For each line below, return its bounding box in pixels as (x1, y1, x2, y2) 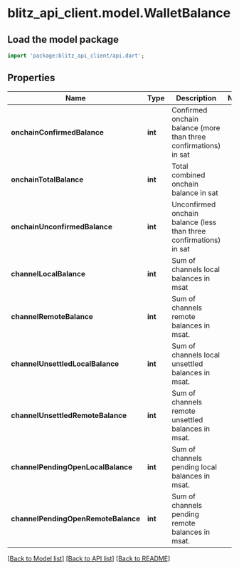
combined (171, 169, 206, 179)
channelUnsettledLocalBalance (11, 358, 119, 368)
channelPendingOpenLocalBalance (11, 461, 133, 471)
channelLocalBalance (11, 268, 85, 278)
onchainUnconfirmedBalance (11, 221, 112, 231)
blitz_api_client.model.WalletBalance (7, 5, 231, 21)
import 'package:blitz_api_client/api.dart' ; (7, 52, 144, 59)
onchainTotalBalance (11, 174, 84, 184)
